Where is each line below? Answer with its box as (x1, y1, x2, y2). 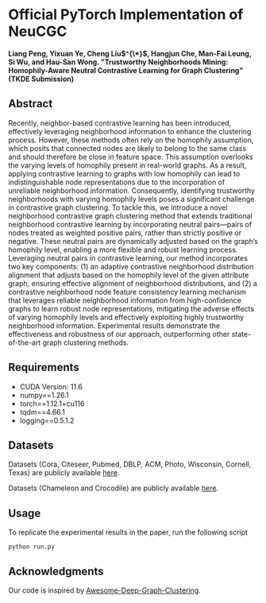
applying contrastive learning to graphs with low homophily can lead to (8, 168, 241, 178)
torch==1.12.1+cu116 (19, 399, 85, 408)
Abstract (8, 97, 53, 110)
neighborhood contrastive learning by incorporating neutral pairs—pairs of (8, 219, 253, 229)
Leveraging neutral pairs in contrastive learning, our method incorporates (8, 253, 249, 263)
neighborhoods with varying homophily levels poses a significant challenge (8, 194, 255, 203)
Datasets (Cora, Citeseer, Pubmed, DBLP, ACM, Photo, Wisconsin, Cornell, (8, 459, 252, 470)
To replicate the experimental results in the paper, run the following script (8, 528, 249, 537)
